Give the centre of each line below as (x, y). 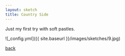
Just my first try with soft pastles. (40, 28)
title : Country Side (27, 14)
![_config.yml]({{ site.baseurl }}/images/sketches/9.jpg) (63, 38)
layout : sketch (21, 10)
